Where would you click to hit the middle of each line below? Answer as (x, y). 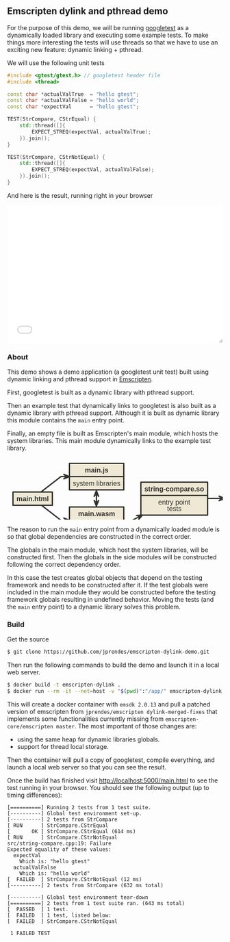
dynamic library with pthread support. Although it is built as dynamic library (113, 413)
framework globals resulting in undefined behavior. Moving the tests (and (111, 599)
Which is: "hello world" (55, 873)
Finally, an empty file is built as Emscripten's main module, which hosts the (113, 433)
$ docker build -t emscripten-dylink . (64, 685)
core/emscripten (30, 726)
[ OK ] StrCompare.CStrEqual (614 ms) (72, 831)
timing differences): (35, 795)
